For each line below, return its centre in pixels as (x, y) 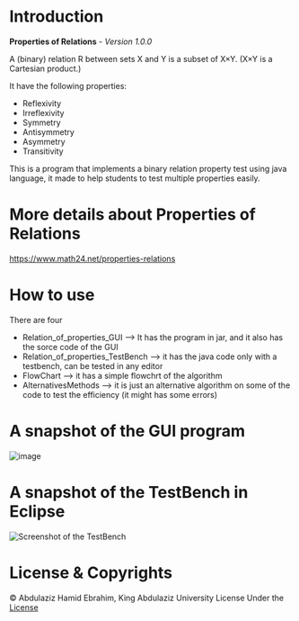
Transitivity (43, 151)
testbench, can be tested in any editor (92, 365)
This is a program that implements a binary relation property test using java (148, 168)
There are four (36, 319)
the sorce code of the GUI (70, 346)
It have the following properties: (68, 85)
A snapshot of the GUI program (127, 431)
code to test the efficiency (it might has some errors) (120, 394)
